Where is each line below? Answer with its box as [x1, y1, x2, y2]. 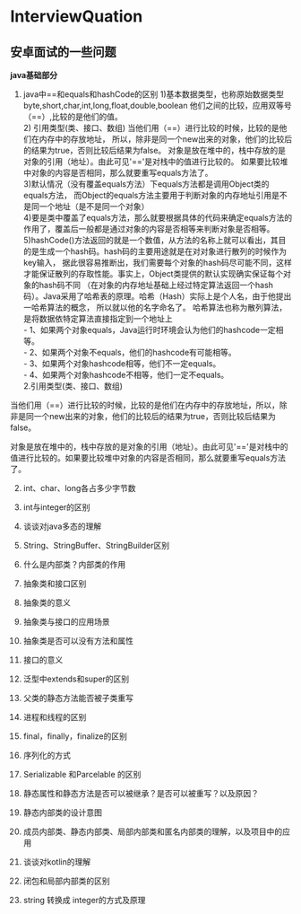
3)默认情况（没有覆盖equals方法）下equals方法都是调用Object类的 [22, 179, 270, 189]
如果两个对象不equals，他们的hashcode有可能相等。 [41, 347, 236, 357]
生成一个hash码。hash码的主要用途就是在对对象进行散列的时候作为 [39, 246, 288, 257]
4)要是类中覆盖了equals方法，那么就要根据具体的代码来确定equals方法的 [22, 213, 293, 223]
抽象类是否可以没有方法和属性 [22, 636, 133, 646]
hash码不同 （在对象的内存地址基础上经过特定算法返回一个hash [39, 280, 274, 290]
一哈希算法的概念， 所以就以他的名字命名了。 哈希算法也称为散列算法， [22, 303, 288, 312]
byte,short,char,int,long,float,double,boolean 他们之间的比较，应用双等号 [22, 101, 292, 110]
